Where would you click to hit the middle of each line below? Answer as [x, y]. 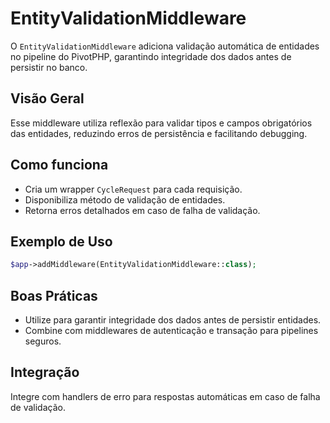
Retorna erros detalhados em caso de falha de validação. [142, 210]
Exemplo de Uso [61, 241]
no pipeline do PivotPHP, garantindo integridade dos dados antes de [151, 56]
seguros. [43, 341]
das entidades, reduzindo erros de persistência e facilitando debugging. [159, 133]
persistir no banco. [49, 67]
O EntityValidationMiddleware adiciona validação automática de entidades [165, 46]
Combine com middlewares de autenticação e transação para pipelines [171, 331]
